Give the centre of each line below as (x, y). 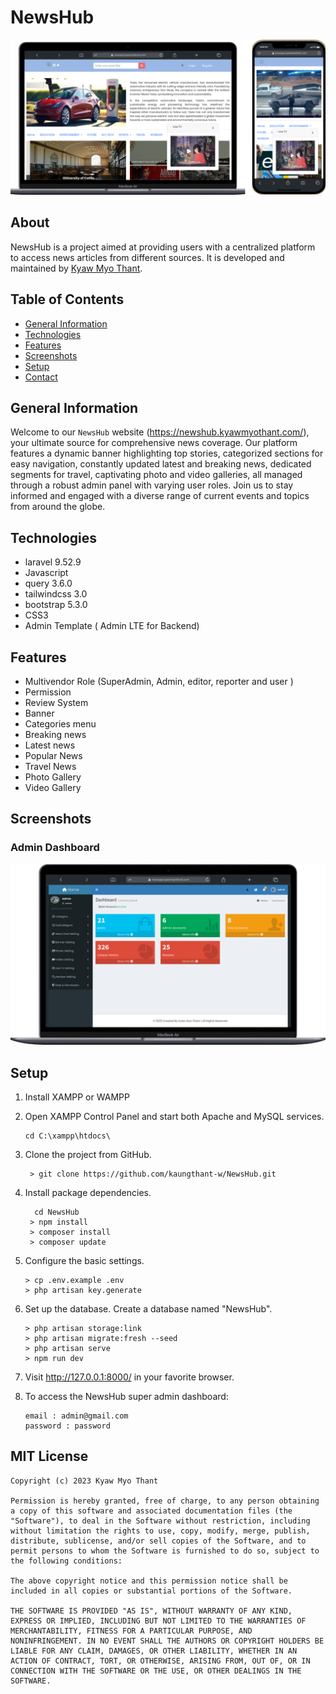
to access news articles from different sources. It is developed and (147, 257)
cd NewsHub (57, 1212)
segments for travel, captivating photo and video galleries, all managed (156, 475)
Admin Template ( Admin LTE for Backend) (112, 626)
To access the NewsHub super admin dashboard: (126, 1396)
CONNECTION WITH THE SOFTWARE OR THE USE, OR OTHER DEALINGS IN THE (156, 1671)
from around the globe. (58, 507)
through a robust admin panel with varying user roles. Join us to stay (152, 485)
